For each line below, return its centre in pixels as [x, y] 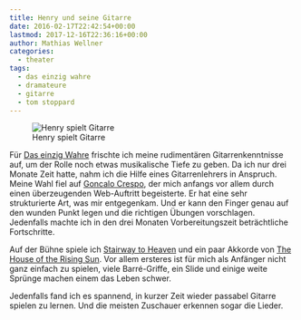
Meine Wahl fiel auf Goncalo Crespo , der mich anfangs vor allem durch [142, 184]
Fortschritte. [32, 232]
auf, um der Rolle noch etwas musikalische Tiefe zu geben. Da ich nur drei [148, 165]
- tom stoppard [46, 102]
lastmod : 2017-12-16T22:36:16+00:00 [78, 34]
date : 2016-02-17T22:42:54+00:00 [73, 26]
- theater [36, 60]
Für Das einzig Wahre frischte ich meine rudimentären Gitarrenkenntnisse [146, 155]
